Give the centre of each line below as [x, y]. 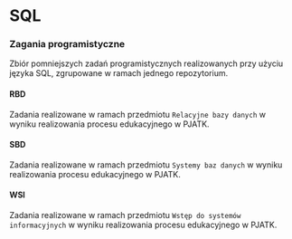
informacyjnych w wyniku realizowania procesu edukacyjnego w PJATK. [143, 225]
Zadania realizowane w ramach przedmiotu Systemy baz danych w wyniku [146, 165]
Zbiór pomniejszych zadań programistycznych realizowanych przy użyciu [146, 63]
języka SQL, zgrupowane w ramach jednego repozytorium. [119, 73]
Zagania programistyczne [67, 44]
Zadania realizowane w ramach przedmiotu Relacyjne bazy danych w [138, 114]
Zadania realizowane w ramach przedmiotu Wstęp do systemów [125, 215]
